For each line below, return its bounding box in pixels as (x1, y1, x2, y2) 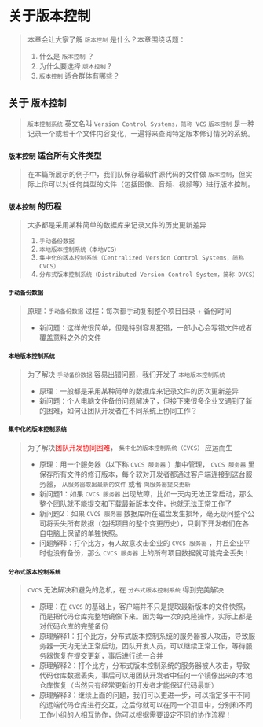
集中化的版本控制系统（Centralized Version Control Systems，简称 (38, 254, 245, 262)
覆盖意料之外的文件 (38, 332, 102, 342)
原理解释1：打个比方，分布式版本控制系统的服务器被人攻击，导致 (38, 631, 249, 641)
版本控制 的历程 (8, 201, 62, 212)
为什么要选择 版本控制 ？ (38, 61, 114, 71)
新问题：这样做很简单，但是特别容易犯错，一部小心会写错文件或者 (38, 323, 253, 332)
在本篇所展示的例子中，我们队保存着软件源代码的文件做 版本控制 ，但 (27, 170, 246, 179)
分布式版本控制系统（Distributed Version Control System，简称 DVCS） (38, 271, 259, 279)
